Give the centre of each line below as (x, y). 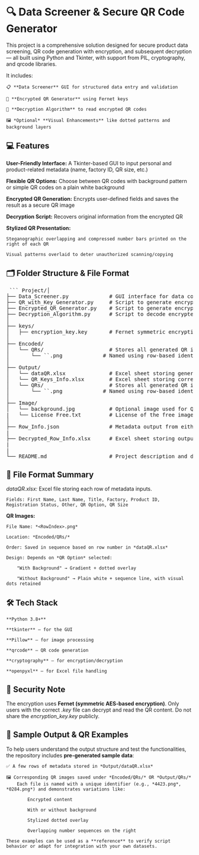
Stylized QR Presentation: (38, 228)
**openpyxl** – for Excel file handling (57, 671)
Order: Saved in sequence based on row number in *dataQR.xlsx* (87, 547)
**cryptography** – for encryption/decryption (65, 661)
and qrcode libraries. (32, 64)
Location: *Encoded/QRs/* (38, 537)
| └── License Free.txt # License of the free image (100, 415)
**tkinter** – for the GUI (39, 630)
